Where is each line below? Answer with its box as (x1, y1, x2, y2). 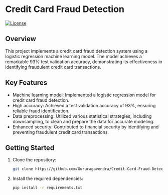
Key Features (5, 79, 48, 87)
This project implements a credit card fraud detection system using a (5, 48, 148, 54)
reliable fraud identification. (12, 108, 70, 114)
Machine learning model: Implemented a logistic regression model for (12, 92, 156, 98)
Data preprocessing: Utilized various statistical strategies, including (12, 113, 152, 119)
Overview (5, 35, 37, 43)
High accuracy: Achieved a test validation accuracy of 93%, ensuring (12, 102, 156, 108)
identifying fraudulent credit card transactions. (5, 64, 101, 70)
